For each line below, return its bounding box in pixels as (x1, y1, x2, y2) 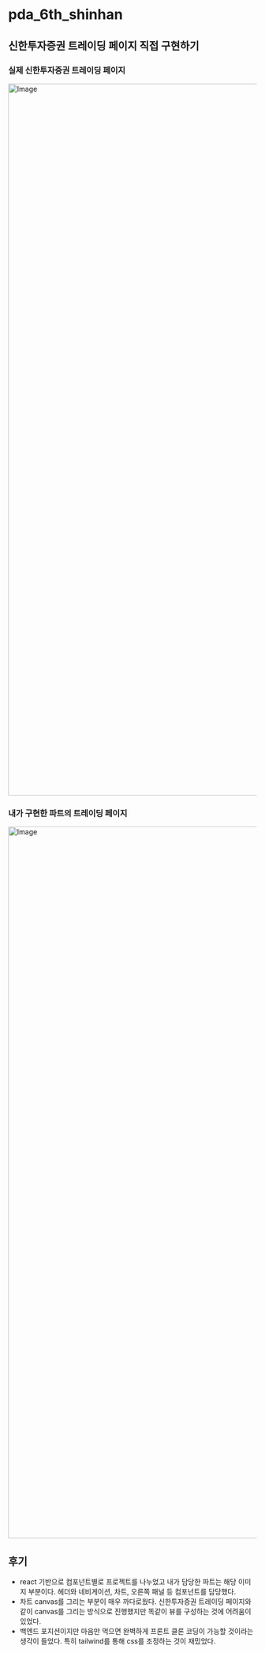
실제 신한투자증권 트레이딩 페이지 (8, 65, 126, 76)
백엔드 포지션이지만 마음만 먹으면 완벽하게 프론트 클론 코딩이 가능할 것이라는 (19, 1626, 254, 1636)
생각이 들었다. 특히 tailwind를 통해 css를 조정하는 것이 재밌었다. (19, 1636, 216, 1646)
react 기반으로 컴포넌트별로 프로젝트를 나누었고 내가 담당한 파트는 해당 (19, 1576, 237, 1587)
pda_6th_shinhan (8, 6, 124, 24)
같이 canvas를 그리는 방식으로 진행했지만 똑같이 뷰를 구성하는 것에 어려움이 (19, 1606, 252, 1616)
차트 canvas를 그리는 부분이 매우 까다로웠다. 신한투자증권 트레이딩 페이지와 (19, 1596, 252, 1606)
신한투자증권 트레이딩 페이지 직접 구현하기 (8, 39, 200, 52)
